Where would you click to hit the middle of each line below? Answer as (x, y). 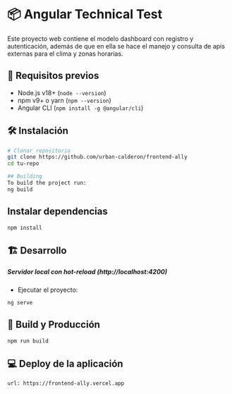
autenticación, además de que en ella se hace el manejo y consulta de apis (116, 46)
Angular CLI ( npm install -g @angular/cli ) (80, 108)
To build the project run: (47, 183)
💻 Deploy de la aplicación (65, 363)
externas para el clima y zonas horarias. (65, 54)
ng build (20, 189)
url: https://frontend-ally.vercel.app (66, 383)
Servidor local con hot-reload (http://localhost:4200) (87, 272)
